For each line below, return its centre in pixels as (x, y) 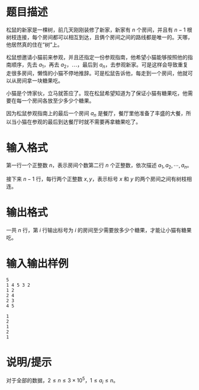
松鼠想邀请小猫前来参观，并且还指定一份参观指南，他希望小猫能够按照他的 (97, 57)
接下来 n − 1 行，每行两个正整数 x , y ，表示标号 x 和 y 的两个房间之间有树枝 (97, 179)
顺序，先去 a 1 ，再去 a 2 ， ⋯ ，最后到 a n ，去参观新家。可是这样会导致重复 (99, 65)
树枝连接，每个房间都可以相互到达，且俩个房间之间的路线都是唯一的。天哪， (99, 37)
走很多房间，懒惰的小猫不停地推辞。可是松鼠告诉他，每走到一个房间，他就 (97, 73)
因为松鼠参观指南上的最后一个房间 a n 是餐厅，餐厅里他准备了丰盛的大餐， (96, 114)
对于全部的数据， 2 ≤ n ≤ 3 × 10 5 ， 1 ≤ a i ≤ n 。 (62, 381)
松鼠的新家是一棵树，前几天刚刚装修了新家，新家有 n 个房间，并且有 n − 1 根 (99, 30)
